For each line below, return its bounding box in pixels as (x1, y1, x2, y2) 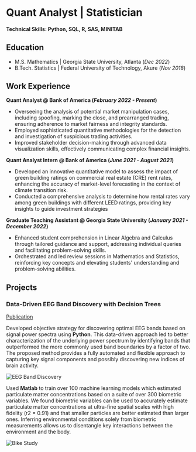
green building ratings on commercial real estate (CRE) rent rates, (14, 174, 173, 182)
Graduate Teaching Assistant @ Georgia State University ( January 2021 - (6, 217, 188, 224)
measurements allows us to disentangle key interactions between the (6, 422, 173, 429)
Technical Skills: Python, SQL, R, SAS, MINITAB (6, 25, 123, 32)
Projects (6, 282, 37, 292)
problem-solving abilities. (14, 265, 76, 272)
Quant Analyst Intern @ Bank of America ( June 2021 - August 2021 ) (6, 157, 174, 164)
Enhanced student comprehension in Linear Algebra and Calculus (14, 234, 173, 241)
